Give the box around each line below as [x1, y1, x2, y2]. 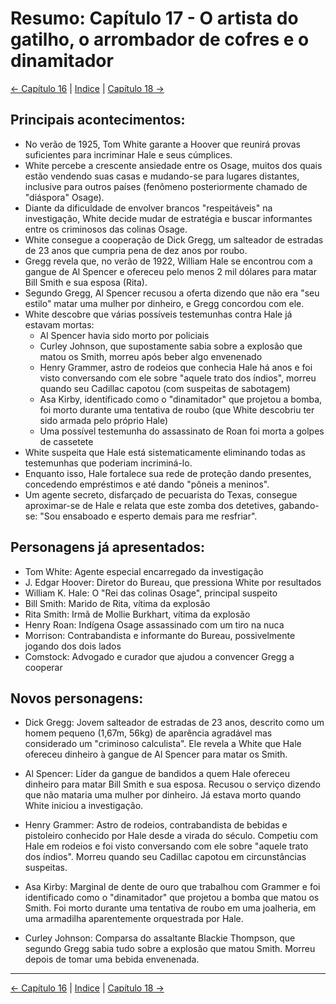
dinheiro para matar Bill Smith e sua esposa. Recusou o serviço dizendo [24, 778, 321, 791]
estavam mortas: [24, 318, 95, 331]
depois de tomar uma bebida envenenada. [24, 953, 200, 966]
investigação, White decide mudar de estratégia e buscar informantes [24, 212, 313, 224]
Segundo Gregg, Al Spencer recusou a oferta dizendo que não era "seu [24, 287, 320, 299]
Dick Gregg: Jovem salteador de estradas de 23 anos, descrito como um [24, 717, 325, 729]
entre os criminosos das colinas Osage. [24, 223, 188, 235]
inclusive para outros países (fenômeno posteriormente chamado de [24, 180, 308, 192]
